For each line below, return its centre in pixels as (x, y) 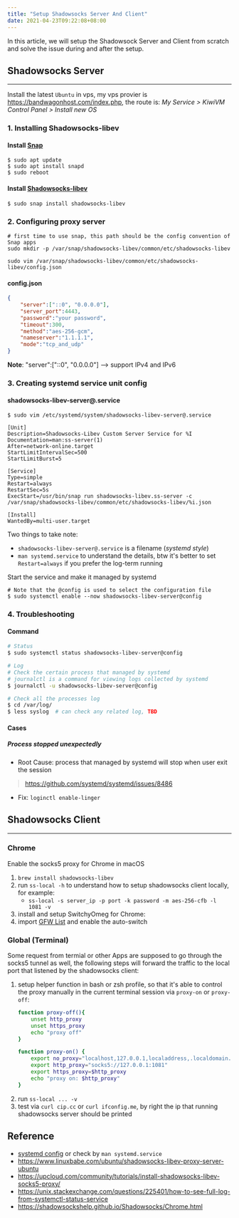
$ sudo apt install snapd (46, 167)
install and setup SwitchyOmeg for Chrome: (81, 914)
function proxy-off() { (51, 1013)
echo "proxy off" (56, 1032)
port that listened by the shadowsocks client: (73, 971)
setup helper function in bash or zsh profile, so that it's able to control (120, 984)
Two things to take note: (43, 534)
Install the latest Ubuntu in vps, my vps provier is (78, 95)
